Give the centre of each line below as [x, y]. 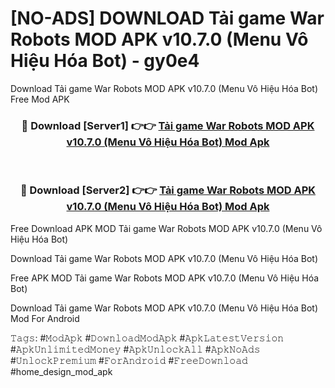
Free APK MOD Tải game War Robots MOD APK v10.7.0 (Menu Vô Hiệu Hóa [165, 278]
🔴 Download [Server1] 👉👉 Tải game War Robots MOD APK [168, 125]
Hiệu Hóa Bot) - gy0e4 [105, 61]
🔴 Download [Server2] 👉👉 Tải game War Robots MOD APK [168, 190]
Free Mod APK [40, 99]
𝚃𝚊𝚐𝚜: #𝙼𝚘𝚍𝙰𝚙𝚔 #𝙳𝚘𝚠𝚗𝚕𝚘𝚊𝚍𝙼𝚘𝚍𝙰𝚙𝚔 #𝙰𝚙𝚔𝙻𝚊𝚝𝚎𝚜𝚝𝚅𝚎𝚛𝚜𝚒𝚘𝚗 [147, 338]
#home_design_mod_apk [61, 371]
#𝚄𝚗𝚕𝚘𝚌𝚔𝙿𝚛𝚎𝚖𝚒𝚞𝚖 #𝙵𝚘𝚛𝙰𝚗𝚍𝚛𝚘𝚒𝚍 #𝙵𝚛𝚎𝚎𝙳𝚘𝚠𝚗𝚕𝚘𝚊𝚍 [129, 360]
